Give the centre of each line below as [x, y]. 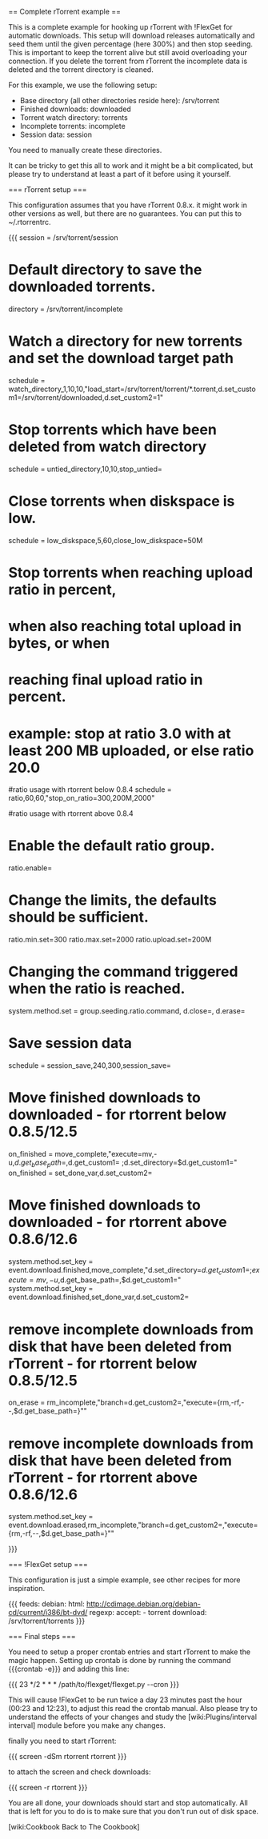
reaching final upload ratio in [106, 680]
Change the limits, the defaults [113, 900]
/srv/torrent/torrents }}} [47, 1621]
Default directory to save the [105, 270]
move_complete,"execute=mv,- [106, 1153]
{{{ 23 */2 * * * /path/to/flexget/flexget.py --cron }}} [94, 1685]
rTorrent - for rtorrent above [103, 1477]
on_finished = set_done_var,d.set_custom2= [80, 1173]
